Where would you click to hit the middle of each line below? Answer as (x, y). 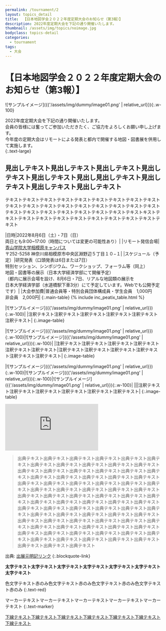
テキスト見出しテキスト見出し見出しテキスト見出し (83, 177)
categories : (17, 38)
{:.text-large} (18, 151)
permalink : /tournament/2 (32, 10)
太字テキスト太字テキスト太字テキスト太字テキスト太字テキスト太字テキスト (83, 567)
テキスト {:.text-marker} (29, 607)
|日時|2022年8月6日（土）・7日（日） (43, 235)
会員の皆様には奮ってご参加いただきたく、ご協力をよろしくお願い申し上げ (81, 127)
